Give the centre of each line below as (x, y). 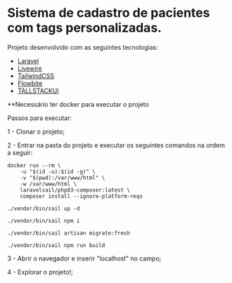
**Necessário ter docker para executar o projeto (78, 104)
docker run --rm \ (34, 165)
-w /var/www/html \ (49, 184)
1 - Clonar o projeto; (36, 131)
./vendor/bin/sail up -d (44, 209)
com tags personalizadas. (85, 28)
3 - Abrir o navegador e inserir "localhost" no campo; (84, 258)
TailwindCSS (36, 76)
